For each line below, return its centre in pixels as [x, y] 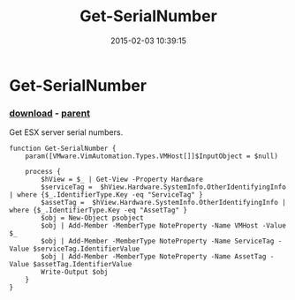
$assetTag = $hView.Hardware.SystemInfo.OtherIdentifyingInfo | [164, 203]
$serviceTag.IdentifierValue [86, 249]
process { [43, 172]
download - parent [50, 113]
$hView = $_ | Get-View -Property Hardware [122, 180]
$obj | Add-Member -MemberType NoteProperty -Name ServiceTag [158, 241]
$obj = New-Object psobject [92, 218]
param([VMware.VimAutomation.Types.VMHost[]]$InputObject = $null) [151, 156]
